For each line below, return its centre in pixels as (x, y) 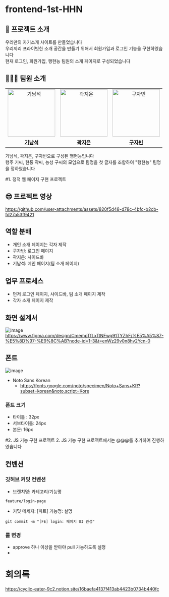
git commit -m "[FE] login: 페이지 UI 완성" (50, 521)
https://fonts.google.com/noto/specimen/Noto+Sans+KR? (80, 385)
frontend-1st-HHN (44, 9)
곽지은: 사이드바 (28, 257)
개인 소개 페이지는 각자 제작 (40, 245)
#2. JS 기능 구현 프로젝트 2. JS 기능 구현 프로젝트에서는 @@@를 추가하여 (78, 440)
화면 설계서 (21, 318)
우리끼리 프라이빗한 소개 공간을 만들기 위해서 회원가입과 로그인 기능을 (73, 48)
